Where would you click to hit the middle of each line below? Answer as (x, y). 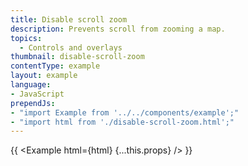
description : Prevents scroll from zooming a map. (118, 29)
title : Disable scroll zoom (69, 19)
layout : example (44, 76)
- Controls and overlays (71, 47)
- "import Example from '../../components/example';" (125, 112)
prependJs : (33, 103)
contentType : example (55, 66)
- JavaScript (37, 94)
